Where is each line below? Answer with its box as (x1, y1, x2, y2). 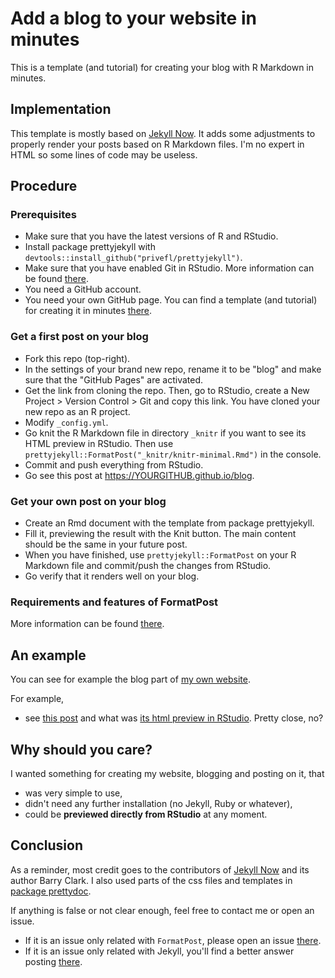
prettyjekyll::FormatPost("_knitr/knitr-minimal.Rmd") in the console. (24, 448, 322, 460)
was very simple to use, (24, 787, 123, 799)
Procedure (10, 178, 78, 195)
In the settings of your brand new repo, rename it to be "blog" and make (24, 363, 322, 375)
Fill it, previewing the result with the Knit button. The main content (24, 528, 297, 540)
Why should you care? (10, 741, 153, 758)
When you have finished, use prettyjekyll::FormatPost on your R (24, 549, 297, 561)
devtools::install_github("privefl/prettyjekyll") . (24, 252, 243, 264)
